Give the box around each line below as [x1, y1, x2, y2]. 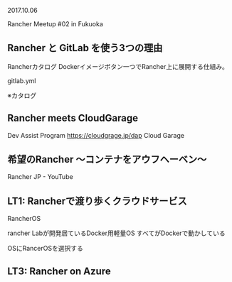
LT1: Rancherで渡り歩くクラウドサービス [7, 195, 187, 207]
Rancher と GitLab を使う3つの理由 [7, 42, 163, 54]
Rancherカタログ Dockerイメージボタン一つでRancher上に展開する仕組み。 [7, 62, 229, 70]
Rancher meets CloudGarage [7, 112, 139, 124]
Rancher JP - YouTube [7, 173, 73, 181]
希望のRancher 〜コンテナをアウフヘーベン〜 [7, 153, 207, 166]
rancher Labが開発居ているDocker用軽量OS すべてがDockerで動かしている [7, 229, 226, 237]
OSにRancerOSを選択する [7, 244, 83, 253]
